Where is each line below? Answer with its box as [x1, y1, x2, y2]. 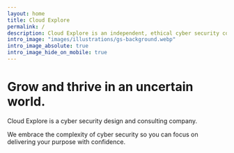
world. [7, 94, 46, 110]
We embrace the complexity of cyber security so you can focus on [7, 130, 198, 138]
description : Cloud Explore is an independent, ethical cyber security [7, 29, 219, 37]
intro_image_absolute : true [7, 42, 89, 49]
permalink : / [7, 23, 45, 30]
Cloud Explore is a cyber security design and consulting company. [7, 116, 197, 125]
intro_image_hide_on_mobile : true [7, 49, 108, 56]
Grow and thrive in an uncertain [7, 79, 194, 95]
